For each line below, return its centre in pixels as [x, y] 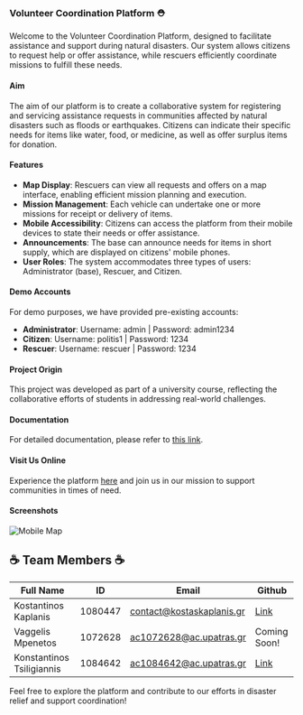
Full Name [42, 590]
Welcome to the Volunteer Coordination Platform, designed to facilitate [141, 36]
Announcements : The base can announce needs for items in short [147, 242]
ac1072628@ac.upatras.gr [188, 636]
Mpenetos [35, 643]
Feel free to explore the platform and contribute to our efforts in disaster [143, 691]
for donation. [33, 144]
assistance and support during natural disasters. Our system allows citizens [150, 46]
